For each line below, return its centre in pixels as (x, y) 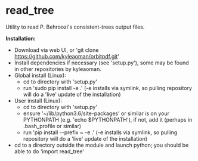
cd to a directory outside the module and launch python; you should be (101, 145)
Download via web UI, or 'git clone (56, 50)
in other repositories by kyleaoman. (58, 69)
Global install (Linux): (40, 75)
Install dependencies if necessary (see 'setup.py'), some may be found (101, 63)
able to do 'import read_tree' (49, 151)
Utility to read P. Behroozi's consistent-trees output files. (75, 27)
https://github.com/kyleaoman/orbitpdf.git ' (67, 56)
